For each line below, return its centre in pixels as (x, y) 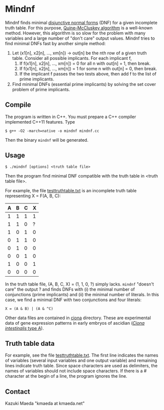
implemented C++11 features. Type (40, 122)
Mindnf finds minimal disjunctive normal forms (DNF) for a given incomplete (81, 23)
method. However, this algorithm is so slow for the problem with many (75, 33)
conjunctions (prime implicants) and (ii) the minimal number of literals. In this (82, 294)
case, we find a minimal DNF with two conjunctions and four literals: (73, 300)
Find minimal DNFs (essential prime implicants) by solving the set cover (84, 84)
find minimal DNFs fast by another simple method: (55, 43)
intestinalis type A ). (24, 328)
